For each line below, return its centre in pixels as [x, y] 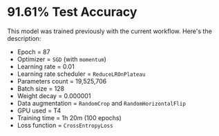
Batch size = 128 [40, 88]
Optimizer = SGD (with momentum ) [62, 59]
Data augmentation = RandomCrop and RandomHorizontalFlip [102, 103]
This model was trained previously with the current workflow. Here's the [109, 31]
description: [24, 38]
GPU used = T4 [39, 110]
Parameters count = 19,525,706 [62, 81]
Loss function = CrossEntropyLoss [65, 125]
